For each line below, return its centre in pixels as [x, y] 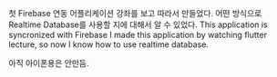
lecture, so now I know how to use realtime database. [108, 44]
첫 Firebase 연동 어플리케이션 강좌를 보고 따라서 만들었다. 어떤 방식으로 [135, 13]
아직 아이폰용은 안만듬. [49, 63]
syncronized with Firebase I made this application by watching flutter [138, 35]
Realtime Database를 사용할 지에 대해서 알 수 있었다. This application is [138, 24]
